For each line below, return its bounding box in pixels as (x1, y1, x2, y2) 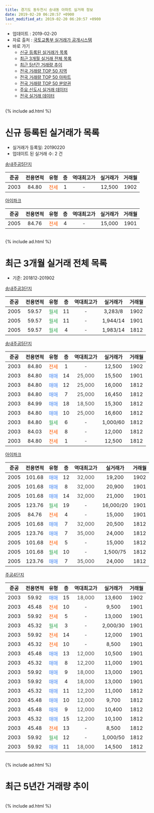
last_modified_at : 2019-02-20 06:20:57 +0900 (5, 16, 101, 21)
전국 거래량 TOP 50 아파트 (19, 74, 71, 80)
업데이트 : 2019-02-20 (12, 31, 57, 37)
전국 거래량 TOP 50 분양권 (19, 81, 71, 87)
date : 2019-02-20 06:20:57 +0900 (5, 12, 75, 17)
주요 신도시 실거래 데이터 (19, 87, 68, 92)
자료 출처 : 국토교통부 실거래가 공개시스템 (12, 37, 92, 43)
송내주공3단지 (5, 285, 32, 291)
